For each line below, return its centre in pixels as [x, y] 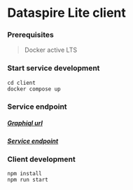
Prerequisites [30, 35]
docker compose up [34, 89]
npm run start [28, 180]
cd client [22, 83]
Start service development [54, 68]
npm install [24, 174]
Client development [41, 159]
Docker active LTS [51, 50]
